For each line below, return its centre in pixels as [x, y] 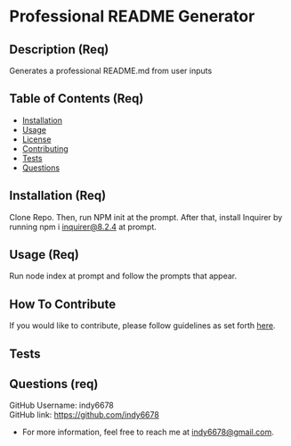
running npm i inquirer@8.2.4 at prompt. [83, 227]
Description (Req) [59, 50]
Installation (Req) [58, 196]
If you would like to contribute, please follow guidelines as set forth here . [142, 326]
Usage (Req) [44, 255]
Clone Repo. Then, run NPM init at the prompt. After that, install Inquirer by [146, 217]
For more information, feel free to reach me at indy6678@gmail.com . [148, 432]
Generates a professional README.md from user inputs [111, 70]
